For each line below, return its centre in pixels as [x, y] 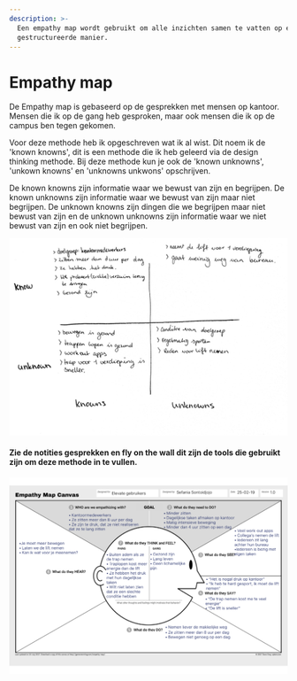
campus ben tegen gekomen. [63, 126]
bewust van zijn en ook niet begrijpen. [79, 226]
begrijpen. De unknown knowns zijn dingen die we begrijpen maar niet [137, 207]
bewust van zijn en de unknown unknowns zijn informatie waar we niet [138, 216]
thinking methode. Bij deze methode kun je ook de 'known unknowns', [137, 162]
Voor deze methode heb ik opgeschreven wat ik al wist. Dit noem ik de [137, 143]
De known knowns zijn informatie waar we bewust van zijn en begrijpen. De [147, 188]
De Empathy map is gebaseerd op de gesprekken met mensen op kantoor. [145, 107]
